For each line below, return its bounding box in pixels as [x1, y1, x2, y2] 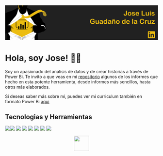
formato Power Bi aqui [5, 99, 49, 105]
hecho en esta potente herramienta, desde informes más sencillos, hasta [5, 79, 151, 85]
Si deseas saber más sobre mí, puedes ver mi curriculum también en [5, 94, 142, 99]
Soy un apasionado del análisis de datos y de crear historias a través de [5, 69, 149, 75]
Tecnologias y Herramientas [5, 112, 92, 121]
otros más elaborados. [5, 84, 50, 90]
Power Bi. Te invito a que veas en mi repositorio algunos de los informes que [5, 74, 158, 80]
